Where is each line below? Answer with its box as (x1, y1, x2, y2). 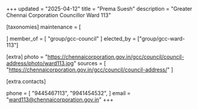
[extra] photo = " (6, 53, 48, 60)
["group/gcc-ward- (137, 35, 185, 42)
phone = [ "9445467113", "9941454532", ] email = (6, 90, 131, 96)
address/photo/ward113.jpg (6, 60, 74, 67)
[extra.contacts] (6, 78, 46, 85)
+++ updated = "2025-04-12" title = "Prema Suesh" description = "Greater (6, 5, 193, 12)
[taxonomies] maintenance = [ (6, 24, 81, 30)
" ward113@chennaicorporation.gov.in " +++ (6, 96, 113, 103)
